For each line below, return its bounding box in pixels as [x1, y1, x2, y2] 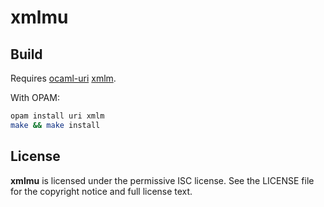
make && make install [10, 120, 101, 130]
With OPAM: [10, 92, 60, 103]
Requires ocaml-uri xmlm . [10, 72, 117, 84]
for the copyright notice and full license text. [10, 185, 193, 197]
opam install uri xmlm [10, 111, 105, 121]
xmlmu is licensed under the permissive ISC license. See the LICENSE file [10, 174, 315, 186]
